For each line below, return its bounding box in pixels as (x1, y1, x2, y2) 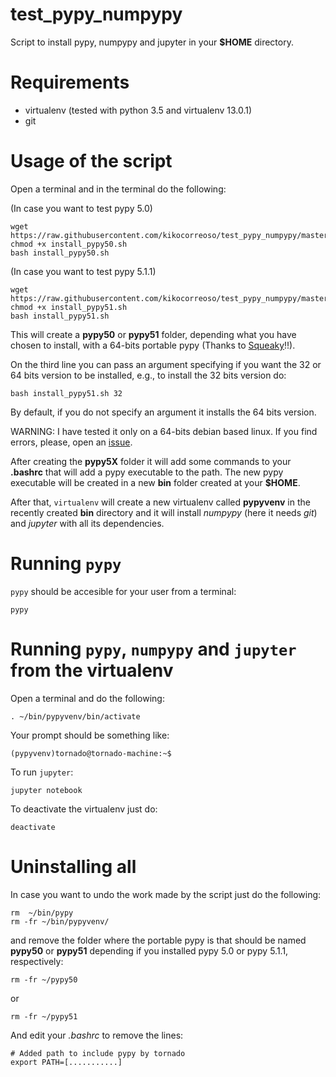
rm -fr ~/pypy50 (10, 974, 78, 985)
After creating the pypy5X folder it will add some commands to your (10, 455, 292, 467)
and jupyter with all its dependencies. (10, 517, 165, 529)
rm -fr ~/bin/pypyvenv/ (10, 916, 110, 927)
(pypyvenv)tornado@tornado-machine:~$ (10, 748, 172, 758)
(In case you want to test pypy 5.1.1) (10, 265, 157, 277)
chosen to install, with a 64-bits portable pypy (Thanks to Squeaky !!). (10, 339, 296, 351)
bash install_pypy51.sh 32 (10, 388, 123, 398)
